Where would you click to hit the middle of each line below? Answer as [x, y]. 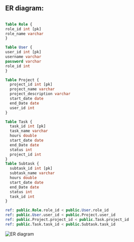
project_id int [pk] [31, 85]
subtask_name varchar [32, 173]
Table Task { [19, 122]
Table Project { [22, 80]
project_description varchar [40, 94]
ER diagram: [25, 8]
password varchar [23, 61]
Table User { [19, 47]
